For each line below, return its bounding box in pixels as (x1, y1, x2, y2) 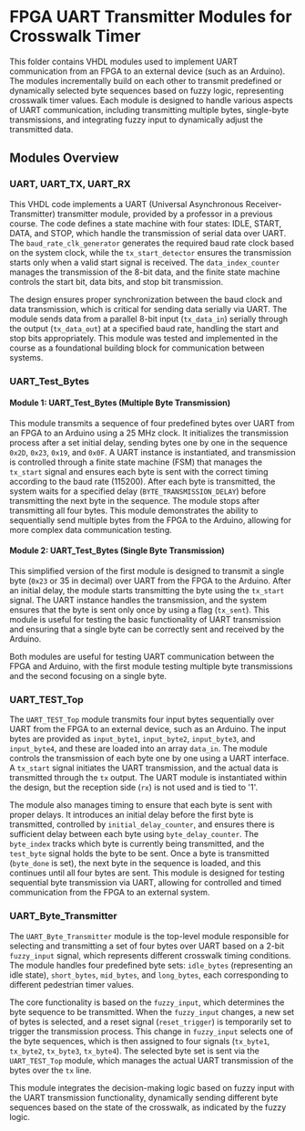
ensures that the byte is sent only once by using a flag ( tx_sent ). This (9, 604, 270, 615)
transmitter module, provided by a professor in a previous (57, 208, 273, 219)
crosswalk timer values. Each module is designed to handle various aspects (9, 94, 293, 106)
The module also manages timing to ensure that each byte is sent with (9, 800, 273, 811)
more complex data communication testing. (9, 524, 173, 535)
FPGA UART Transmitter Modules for (9, 6, 293, 27)
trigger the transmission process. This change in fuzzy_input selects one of (9, 1025, 294, 1037)
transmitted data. (9, 123, 74, 134)
